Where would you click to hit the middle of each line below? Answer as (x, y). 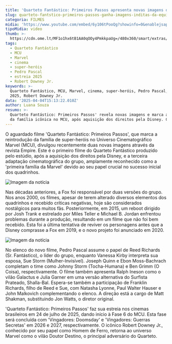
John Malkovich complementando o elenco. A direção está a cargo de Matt (84, 293)
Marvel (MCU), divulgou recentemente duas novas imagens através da (80, 145)
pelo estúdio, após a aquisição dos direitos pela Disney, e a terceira (76, 156)
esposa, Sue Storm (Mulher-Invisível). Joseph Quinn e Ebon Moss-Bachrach (86, 261)
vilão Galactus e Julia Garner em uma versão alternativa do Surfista (76, 277)
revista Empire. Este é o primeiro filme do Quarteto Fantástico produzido (81, 150)
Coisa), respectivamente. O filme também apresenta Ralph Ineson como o (83, 271)
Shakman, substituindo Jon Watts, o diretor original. (60, 299)
